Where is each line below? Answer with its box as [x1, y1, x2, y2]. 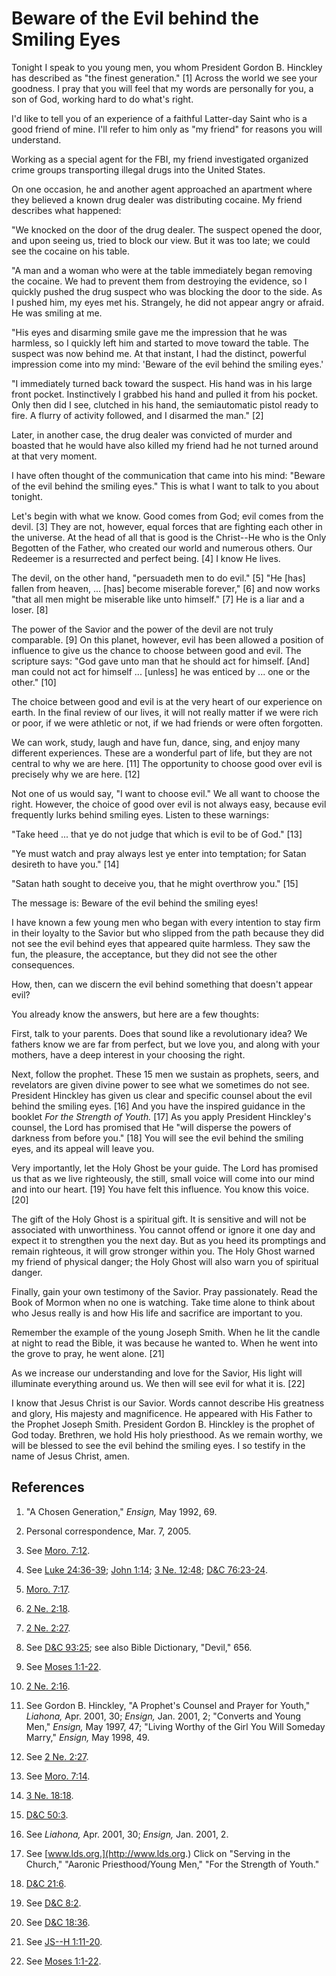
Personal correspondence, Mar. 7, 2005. [25, 1525, 192, 1537]
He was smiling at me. [11, 307, 103, 319]
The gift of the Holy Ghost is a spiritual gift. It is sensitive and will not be [11, 1213, 307, 1225]
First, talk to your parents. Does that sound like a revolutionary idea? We [11, 1027, 308, 1039]
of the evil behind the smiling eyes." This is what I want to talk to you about [11, 480, 319, 492]
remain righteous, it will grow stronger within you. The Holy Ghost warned [11, 1245, 316, 1257]
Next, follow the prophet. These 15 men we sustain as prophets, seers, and [11, 1068, 319, 1080]
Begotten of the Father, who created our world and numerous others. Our [11, 542, 313, 554]
